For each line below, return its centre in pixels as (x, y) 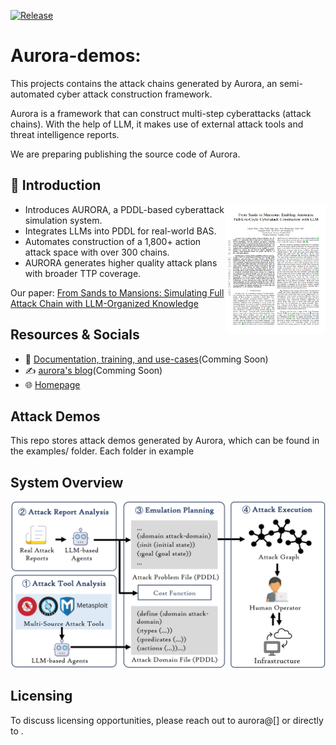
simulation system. (63, 220)
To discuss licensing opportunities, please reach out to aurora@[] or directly (167, 720)
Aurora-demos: (76, 56)
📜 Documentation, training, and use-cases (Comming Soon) (146, 359)
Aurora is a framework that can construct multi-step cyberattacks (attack (161, 113)
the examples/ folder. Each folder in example (102, 451)
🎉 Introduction (56, 185)
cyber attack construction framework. (134, 94)
